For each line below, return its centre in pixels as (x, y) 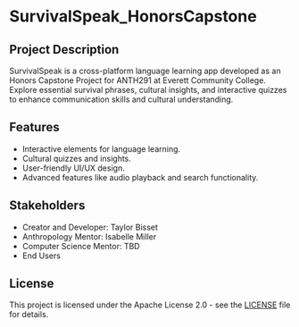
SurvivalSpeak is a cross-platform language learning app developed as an (145, 71)
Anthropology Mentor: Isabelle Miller (89, 236)
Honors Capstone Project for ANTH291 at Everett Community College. (137, 80)
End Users (41, 256)
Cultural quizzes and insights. (77, 158)
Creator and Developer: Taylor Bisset (90, 227)
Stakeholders (47, 206)
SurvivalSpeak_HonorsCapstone (133, 17)
